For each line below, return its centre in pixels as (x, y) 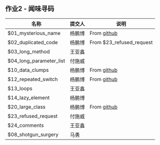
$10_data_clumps (28, 70)
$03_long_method (29, 52)
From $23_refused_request (121, 42)
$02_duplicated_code (33, 42)
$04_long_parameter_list (36, 60)
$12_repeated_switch (33, 79)
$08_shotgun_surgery (33, 134)
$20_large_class (27, 107)
